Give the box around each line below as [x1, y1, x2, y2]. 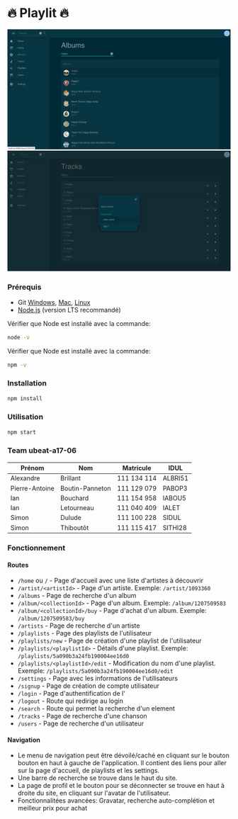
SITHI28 [162, 523, 187, 532]
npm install [7, 395, 42, 402]
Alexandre [10, 474, 40, 482]
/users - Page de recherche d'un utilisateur [17, 719, 144, 728]
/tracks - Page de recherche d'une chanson [17, 712, 147, 721]
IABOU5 [162, 494, 186, 502]
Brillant [59, 474, 81, 482]
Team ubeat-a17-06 [7, 446, 76, 456]
